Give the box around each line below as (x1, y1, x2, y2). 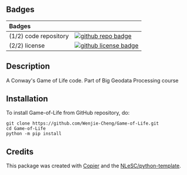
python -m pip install (6, 131, 62, 137)
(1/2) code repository (9, 32, 69, 40)
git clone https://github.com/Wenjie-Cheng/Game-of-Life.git (6, 121, 159, 126)
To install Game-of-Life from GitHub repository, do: (6, 109, 130, 116)
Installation (6, 94, 48, 104)
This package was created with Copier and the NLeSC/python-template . (6, 162, 181, 169)
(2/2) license (9, 41, 45, 49)
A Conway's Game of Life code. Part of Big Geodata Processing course (6, 77, 179, 84)
